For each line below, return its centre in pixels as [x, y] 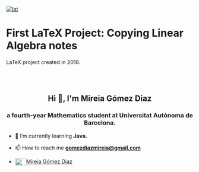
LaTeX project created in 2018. [43, 62]
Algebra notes [42, 46]
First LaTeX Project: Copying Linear [95, 33]
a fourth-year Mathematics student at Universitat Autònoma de [100, 116]
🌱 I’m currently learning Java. [51, 136]
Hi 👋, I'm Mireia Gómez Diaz [100, 99]
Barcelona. [100, 123]
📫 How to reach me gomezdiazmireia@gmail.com [78, 148]
